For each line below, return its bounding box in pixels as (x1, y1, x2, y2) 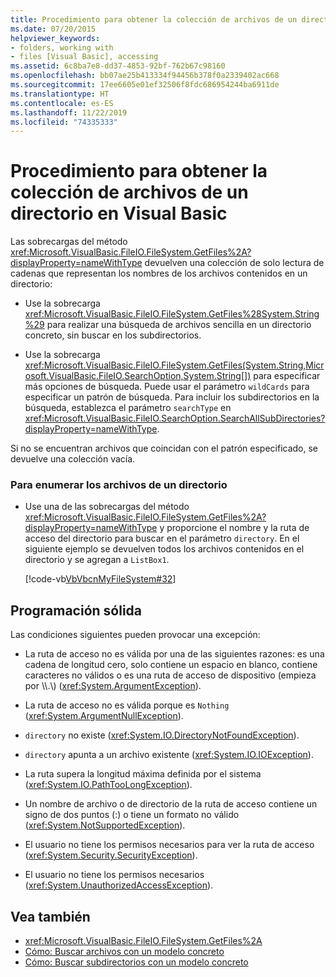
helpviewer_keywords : (10, 33, 101, 43)
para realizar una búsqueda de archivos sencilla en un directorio (46, 319, 312, 331)
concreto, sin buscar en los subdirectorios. (24, 329, 202, 341)
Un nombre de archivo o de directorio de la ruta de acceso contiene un (24, 798, 318, 810)
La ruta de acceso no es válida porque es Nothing (24, 699, 230, 711)
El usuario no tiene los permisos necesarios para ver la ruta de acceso (24, 839, 315, 851)
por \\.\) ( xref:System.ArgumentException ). (24, 680, 202, 692)
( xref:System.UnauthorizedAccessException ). (24, 879, 214, 891)
